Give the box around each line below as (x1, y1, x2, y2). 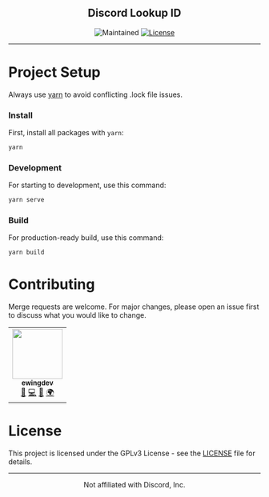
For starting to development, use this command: (8, 180, 167, 190)
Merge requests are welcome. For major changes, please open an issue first (8, 302, 259, 311)
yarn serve (8, 196, 45, 204)
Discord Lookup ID (87, 6, 182, 20)
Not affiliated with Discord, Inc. (83, 480, 186, 490)
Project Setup (8, 63, 102, 81)
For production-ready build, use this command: (8, 233, 164, 242)
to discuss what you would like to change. (8, 311, 147, 320)
